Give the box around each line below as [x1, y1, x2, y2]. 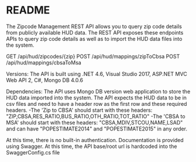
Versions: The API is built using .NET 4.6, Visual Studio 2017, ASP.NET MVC [6, 70, 187, 77]
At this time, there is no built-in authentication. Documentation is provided [6, 136, 184, 143]
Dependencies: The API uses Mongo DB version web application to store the [6, 88, 191, 95]
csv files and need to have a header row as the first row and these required [6, 100, 187, 107]
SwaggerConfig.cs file [6, 149, 60, 156]
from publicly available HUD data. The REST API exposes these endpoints [6, 29, 184, 36]
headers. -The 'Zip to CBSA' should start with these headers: [6, 106, 153, 113]
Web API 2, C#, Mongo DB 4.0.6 [6, 77, 84, 84]
